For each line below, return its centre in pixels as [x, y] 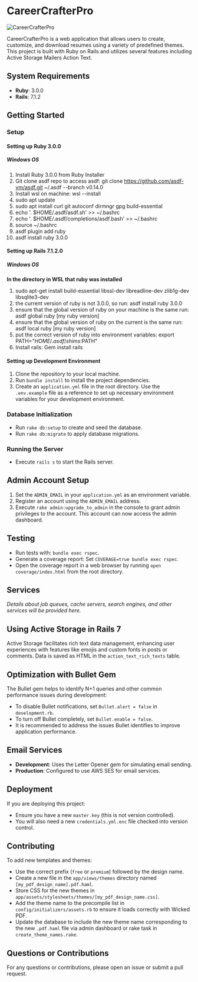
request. [17, 974]
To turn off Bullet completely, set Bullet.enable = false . [84, 719]
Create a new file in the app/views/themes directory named [86, 878]
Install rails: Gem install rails [49, 348]
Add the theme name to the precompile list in [70, 903]
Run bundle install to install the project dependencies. [83, 380]
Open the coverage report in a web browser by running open [88, 565]
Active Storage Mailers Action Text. [49, 57]
